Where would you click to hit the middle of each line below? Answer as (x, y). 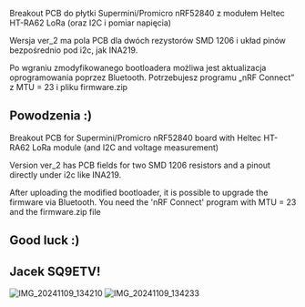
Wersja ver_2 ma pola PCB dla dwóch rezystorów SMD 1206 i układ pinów (148, 41)
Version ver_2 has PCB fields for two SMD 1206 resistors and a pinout (140, 165)
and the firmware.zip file (56, 211)
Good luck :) (45, 240)
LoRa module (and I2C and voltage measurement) (125, 147)
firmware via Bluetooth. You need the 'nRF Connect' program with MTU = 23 (153, 202)
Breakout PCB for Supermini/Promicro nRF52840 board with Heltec (136, 138)
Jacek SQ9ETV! (55, 271)
